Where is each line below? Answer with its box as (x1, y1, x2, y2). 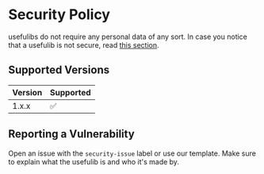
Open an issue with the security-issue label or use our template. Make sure (8, 149, 256, 158)
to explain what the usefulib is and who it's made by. (8, 157, 180, 166)
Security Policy (8, 6, 111, 24)
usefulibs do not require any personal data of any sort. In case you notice (8, 32, 248, 41)
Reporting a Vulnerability (8, 127, 135, 141)
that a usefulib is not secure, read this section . (8, 40, 160, 49)
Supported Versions (8, 64, 109, 77)
